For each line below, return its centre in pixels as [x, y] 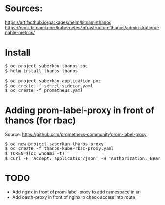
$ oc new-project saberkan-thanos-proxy [55, 144]
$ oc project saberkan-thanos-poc [47, 66]
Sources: [24, 9]
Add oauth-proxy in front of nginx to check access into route [73, 197]
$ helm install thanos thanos [41, 71]
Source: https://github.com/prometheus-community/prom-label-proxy [76, 134]
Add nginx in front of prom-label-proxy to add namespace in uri [76, 192]
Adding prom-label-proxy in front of [80, 110]
